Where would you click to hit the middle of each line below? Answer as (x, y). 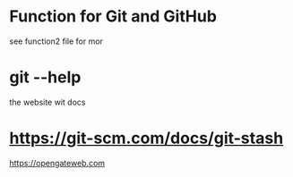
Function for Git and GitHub (113, 17)
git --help (45, 77)
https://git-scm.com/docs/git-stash (146, 138)
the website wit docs (47, 102)
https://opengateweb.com (57, 163)
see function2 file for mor (56, 41)
